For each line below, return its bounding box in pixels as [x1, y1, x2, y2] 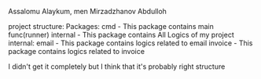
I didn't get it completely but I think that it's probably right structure [8, 62, 226, 71]
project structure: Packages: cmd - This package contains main [8, 22, 215, 31]
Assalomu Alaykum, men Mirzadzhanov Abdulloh [8, 7, 167, 16]
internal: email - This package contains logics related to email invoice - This [8, 38, 253, 48]
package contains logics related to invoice [8, 47, 145, 56]
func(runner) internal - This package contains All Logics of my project [8, 31, 234, 39]
